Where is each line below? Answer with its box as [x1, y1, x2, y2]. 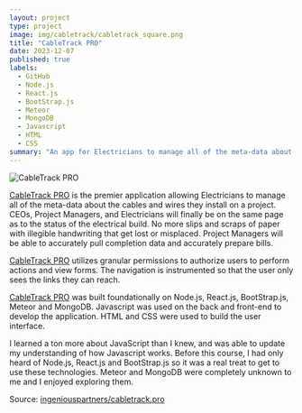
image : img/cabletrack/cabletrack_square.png [9, 30, 183, 39]
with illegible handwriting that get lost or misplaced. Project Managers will [9, 227, 284, 239]
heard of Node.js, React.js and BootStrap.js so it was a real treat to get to [9, 357, 280, 368]
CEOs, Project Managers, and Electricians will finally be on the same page [9, 208, 284, 219]
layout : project [9, 13, 70, 23]
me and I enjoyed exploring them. [9, 376, 133, 387]
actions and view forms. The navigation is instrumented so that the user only [9, 264, 294, 275]
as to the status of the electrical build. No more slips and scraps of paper [9, 218, 280, 229]
